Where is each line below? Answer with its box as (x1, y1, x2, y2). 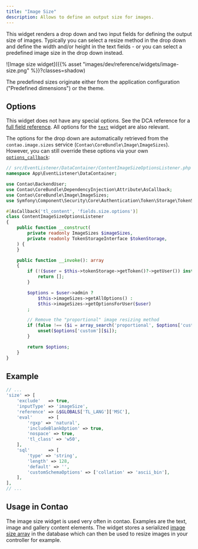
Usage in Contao (6, 502, 69, 512)
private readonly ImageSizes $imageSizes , (27, 231, 133, 236)
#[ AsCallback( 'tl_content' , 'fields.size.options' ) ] (6, 208, 138, 214)
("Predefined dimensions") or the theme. (6, 84, 105, 91)
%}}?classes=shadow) (30, 67, 85, 74)
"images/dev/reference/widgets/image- (82, 60, 179, 68)
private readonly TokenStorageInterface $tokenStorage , (27, 235, 167, 242)
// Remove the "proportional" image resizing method (27, 317, 160, 323)
